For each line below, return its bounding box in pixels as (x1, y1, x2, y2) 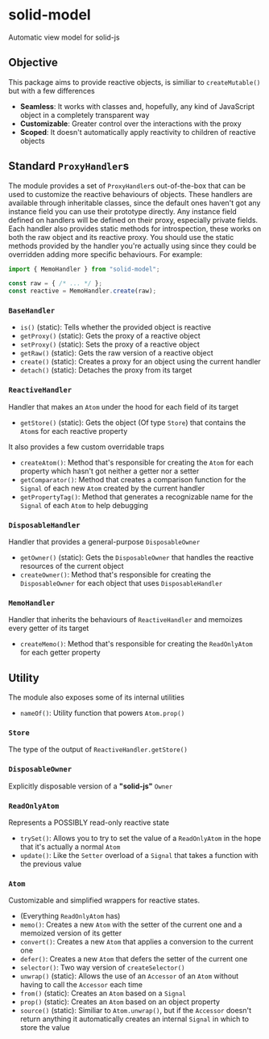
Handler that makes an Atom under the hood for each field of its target (8, 402, 239, 411)
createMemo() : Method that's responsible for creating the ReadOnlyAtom (19, 639, 253, 649)
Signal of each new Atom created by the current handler (19, 483, 205, 493)
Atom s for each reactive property (19, 426, 128, 435)
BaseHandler (8, 306, 56, 316)
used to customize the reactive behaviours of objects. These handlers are (8, 189, 253, 199)
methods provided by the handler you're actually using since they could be (8, 241, 257, 250)
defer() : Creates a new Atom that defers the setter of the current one (19, 954, 248, 964)
